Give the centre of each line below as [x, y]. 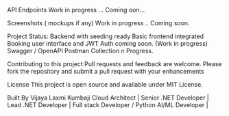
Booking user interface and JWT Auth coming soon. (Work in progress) [107, 43]
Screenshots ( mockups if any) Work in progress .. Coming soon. [98, 23]
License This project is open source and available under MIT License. [105, 84]
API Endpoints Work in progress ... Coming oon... [76, 10]
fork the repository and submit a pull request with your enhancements [106, 71]
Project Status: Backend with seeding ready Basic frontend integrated [106, 36]
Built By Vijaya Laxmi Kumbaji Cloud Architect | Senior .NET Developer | [108, 98]
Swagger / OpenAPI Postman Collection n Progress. [80, 51]
